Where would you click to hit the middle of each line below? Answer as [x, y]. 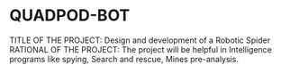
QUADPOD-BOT [70, 16]
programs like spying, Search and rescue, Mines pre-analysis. [124, 59]
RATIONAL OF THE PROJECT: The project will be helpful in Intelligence [140, 49]
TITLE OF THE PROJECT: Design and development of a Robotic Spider [140, 40]
